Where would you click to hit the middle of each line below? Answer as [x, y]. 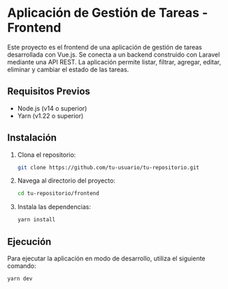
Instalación [32, 138]
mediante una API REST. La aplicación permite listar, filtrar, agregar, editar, [114, 62]
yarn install [36, 220]
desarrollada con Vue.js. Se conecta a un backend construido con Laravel [114, 55]
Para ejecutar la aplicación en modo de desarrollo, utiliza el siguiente [106, 258]
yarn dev [20, 279]
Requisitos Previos [49, 91]
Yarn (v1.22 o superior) [50, 115]
